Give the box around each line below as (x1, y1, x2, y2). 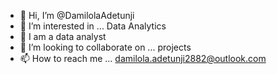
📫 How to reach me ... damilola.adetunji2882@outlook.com (19, 53, 267, 64)
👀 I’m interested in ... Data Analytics (19, 20, 167, 32)
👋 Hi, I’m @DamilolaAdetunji (19, 10, 135, 21)
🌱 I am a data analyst (19, 31, 107, 42)
